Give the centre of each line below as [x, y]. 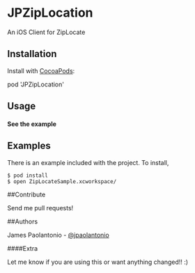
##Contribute [26, 194]
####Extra [23, 248]
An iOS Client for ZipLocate [46, 32]
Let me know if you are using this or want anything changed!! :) [98, 262]
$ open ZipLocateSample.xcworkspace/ [62, 181]
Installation [32, 54]
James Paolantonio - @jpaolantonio [58, 235]
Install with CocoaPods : [41, 70]
